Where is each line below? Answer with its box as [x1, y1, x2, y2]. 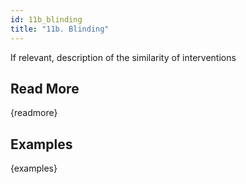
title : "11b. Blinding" [10, 24, 110, 34]
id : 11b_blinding [10, 14, 83, 25]
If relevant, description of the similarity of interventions [10, 51, 237, 63]
